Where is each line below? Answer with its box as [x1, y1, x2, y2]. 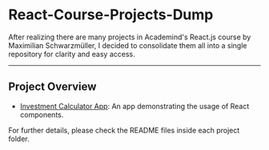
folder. [8, 134, 30, 144]
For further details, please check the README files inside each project [8, 125, 240, 135]
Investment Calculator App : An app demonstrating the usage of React [19, 101, 250, 111]
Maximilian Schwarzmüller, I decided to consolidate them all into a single [8, 40, 247, 50]
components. [19, 110, 64, 120]
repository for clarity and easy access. [8, 49, 135, 59]
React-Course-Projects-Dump [8, 6, 214, 24]
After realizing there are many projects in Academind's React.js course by [8, 32, 251, 42]
